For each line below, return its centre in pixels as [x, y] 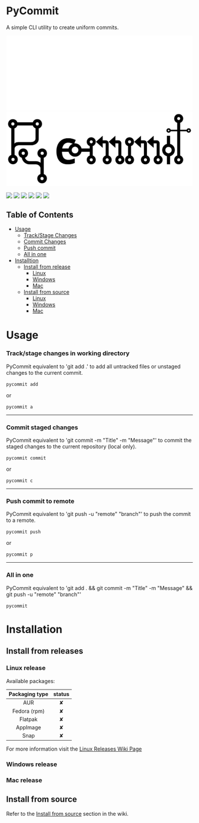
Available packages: [31, 681]
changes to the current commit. [44, 372]
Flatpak [29, 719]
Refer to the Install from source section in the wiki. [68, 814]
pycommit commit [26, 458]
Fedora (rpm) [28, 711]
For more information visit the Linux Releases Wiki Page [74, 749]
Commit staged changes [42, 427]
